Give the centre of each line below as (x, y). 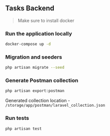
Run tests (17, 118)
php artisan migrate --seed (35, 68)
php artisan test (24, 128)
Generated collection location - (38, 101)
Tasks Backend (30, 8)
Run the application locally (39, 33)
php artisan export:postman (35, 91)
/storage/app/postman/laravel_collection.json (55, 106)
